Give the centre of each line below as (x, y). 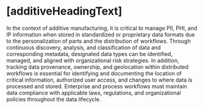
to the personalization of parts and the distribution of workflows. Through (98, 41)
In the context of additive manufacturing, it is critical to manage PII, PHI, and (102, 28)
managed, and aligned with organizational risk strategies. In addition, (93, 60)
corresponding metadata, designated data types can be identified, (89, 54)
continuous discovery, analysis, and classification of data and (84, 47)
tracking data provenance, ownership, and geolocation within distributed (98, 67)
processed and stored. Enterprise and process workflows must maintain (97, 86)
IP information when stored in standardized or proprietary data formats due (101, 34)
